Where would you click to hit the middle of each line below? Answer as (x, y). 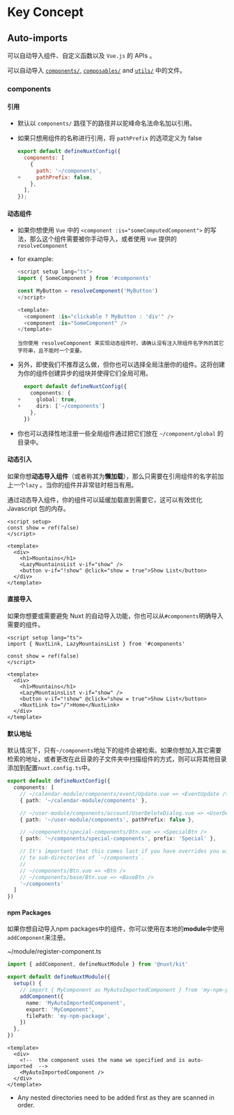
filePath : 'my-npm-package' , (68, 1016)
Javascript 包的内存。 (38, 508)
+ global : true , (47, 400)
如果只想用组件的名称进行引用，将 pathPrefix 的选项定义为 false (109, 138)
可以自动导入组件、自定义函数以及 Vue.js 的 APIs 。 (81, 56)
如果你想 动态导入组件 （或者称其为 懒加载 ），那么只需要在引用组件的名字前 (112, 476)
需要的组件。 (25, 624)
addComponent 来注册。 (38, 938)
